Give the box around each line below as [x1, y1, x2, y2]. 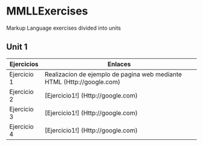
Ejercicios [9, 59, 39, 68]
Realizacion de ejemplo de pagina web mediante [44, 70, 182, 78]
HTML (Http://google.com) [44, 78, 121, 86]
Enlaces [108, 59, 131, 68]
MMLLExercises [6, 4, 89, 18]
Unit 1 [6, 42, 28, 52]
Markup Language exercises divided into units [6, 24, 121, 32]
